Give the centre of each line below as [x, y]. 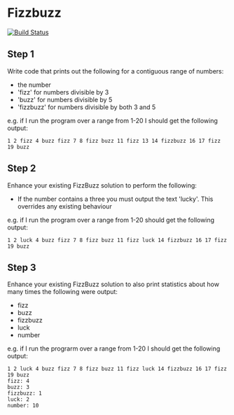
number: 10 [23, 406]
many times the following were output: [62, 292]
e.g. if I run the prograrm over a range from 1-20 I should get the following [114, 349]
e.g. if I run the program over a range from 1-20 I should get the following [113, 120]
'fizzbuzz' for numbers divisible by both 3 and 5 [87, 107]
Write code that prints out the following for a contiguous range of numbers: [116, 71]
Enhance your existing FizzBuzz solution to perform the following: [102, 185]
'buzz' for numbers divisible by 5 [65, 99]
